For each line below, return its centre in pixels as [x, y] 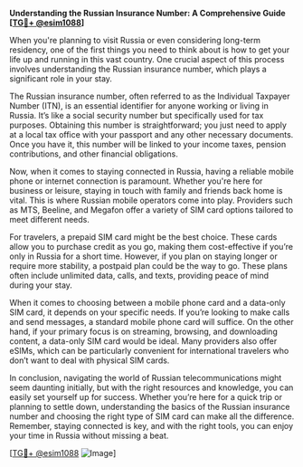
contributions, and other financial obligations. [94, 154]
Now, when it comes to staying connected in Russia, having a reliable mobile [151, 172]
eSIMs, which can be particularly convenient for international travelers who [149, 351]
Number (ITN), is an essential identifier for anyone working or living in [139, 106]
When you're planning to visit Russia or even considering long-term [135, 40]
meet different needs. [50, 219]
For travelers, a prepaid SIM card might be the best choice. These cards [143, 237]
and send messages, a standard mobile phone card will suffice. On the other [151, 322]
